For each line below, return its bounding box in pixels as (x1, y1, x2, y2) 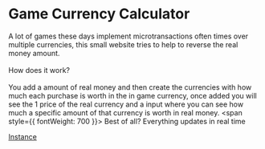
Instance (8, 131, 38, 141)
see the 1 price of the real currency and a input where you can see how (8, 99, 243, 109)
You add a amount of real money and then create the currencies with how (8, 82, 252, 92)
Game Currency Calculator (8, 5, 190, 23)
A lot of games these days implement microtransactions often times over (8, 31, 249, 41)
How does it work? (8, 65, 71, 74)
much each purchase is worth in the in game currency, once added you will (8, 91, 257, 100)
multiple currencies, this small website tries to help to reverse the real (8, 39, 238, 49)
